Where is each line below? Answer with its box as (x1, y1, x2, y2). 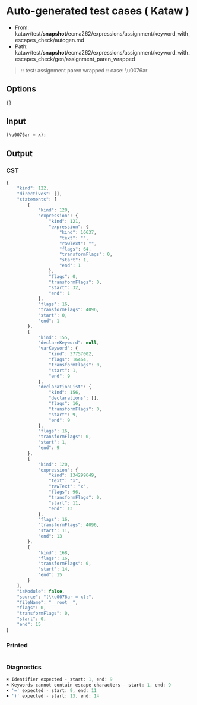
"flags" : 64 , (59, 246, 92, 252)
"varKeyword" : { (37, 346, 78, 352)
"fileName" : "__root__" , (17, 599, 78, 605)
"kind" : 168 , (37, 549, 70, 556)
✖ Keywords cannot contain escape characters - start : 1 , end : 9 (6, 682, 171, 688)
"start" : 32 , (48, 284, 81, 290)
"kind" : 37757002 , (48, 351, 94, 357)
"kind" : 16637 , (59, 229, 97, 235)
